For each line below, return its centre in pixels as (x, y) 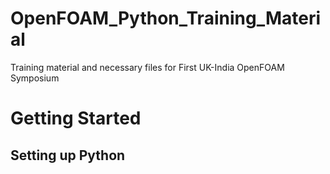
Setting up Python (68, 155)
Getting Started (76, 118)
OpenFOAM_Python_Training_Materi (166, 18)
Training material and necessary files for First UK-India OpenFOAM (147, 67)
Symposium (35, 78)
